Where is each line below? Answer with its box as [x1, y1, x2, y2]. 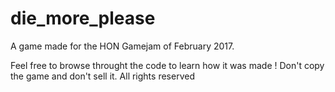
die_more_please [10, 7, 156, 30]
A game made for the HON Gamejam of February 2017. [10, 40, 235, 52]
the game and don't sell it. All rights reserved [10, 70, 195, 82]
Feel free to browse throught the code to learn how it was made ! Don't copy [10, 59, 325, 71]
